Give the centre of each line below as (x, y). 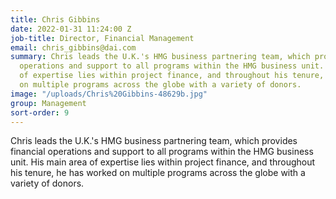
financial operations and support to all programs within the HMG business (162, 152)
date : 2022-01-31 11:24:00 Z (71, 29)
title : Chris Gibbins (55, 19)
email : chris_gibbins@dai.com (73, 47)
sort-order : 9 (40, 112)
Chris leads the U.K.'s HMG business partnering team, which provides (154, 141)
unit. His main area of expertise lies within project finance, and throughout (163, 162)
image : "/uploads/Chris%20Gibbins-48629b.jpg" (109, 94)
